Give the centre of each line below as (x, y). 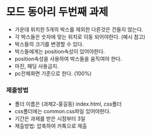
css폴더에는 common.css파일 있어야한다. (63, 112)
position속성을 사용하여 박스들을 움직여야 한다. (68, 59)
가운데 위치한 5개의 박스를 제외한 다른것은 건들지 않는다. (79, 29)
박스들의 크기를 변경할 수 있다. (49, 44)
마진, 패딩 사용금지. (36, 66)
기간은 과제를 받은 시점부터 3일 (50, 119)
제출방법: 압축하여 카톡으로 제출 (51, 126)
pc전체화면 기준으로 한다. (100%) (53, 73)
